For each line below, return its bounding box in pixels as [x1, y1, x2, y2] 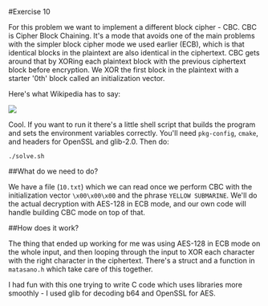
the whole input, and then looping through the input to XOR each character [8, 247, 255, 256]
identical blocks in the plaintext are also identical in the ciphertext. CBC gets [8, 48, 260, 57]
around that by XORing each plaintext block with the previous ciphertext [8, 56, 246, 66]
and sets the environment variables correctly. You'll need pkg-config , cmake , [8, 129, 258, 137]
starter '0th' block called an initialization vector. [8, 74, 165, 83]
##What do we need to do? [8, 166, 99, 176]
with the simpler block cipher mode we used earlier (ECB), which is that [8, 39, 245, 49]
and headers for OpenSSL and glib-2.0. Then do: [8, 137, 170, 146]
